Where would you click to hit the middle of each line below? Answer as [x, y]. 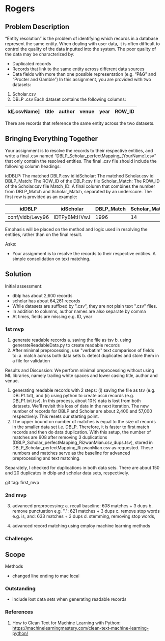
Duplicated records [32, 64]
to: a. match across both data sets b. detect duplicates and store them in [85, 355]
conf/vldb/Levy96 [28, 217]
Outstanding [20, 588]
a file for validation [31, 361]
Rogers [20, 9]
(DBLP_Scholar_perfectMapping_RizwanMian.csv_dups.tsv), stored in [82, 442]
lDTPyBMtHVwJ [72, 217]
